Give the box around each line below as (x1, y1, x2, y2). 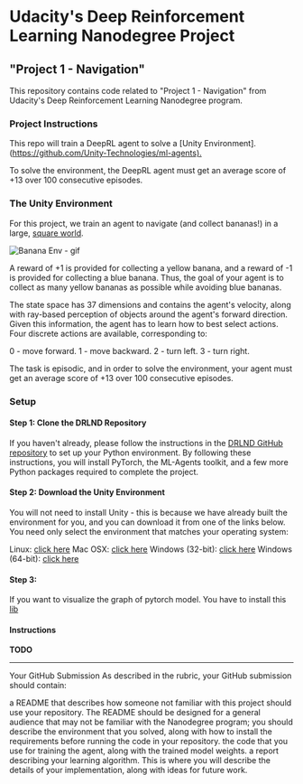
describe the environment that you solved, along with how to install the (9, 726, 272, 737)
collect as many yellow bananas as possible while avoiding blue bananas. (9, 282, 282, 293)
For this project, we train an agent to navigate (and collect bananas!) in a (9, 218, 279, 229)
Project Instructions (9, 117, 98, 130)
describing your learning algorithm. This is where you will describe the (9, 755, 271, 766)
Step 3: (9, 574, 38, 584)
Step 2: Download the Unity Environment (9, 487, 165, 498)
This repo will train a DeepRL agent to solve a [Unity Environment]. (9, 138, 257, 149)
